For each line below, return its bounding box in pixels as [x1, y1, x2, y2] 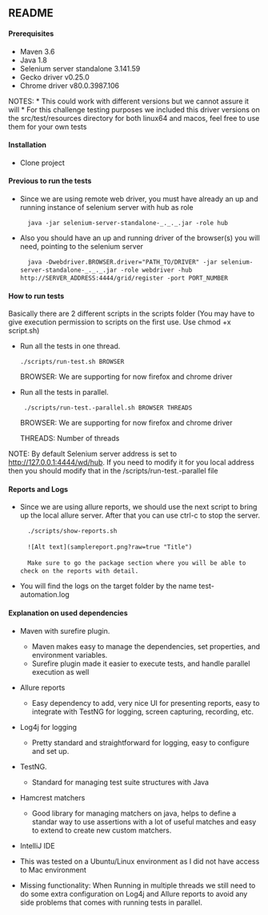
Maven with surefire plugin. [19, 626, 110, 635]
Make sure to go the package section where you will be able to [27, 559, 246, 567]
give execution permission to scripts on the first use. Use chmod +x [8, 317, 231, 327]
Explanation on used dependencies [8, 608, 128, 618]
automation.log [19, 590, 70, 599]
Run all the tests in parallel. [19, 388, 110, 397]
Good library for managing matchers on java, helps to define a [31, 808, 237, 818]
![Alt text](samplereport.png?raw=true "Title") [27, 543, 193, 551]
